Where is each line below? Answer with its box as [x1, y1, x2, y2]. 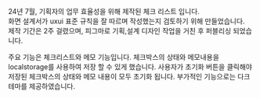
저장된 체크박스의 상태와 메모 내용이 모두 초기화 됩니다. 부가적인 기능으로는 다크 [8, 72, 251, 81]
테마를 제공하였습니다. [8, 82, 76, 91]
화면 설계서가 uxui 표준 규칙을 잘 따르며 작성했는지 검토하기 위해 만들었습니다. [8, 16, 245, 26]
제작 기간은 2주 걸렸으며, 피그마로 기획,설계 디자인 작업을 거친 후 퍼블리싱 [8, 26, 232, 35]
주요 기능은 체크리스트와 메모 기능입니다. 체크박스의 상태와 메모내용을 [8, 53, 219, 61]
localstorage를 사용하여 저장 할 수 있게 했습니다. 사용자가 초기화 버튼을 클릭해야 [8, 62, 253, 72]
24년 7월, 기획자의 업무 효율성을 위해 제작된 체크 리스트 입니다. [8, 7, 200, 16]
